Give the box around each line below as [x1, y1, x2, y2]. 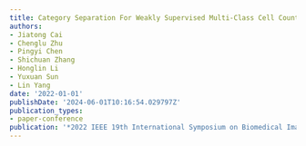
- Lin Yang [9, 81, 51, 90]
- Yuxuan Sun [9, 73, 59, 82]
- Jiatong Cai [9, 30, 64, 39]
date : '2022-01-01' [9, 89, 84, 98]
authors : [9, 22, 43, 31]
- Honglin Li [9, 64, 59, 73]
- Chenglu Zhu [9, 38, 64, 48]
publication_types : [9, 106, 84, 115]
